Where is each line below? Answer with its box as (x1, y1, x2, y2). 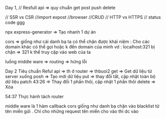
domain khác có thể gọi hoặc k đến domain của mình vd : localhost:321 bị (5, 44, 155, 49)
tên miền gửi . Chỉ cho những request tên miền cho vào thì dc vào (5, 109, 139, 114)
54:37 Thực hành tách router (5, 94, 64, 99)
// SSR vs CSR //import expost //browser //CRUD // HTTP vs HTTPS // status (5, 14, 161, 20)
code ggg (5, 20, 25, 25)
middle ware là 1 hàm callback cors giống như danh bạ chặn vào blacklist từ (5, 103, 160, 109)
